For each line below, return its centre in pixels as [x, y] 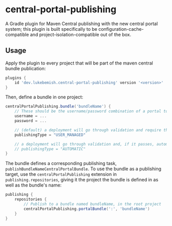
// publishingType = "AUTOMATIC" [50, 149]
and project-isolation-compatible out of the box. [81, 34]
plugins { [16, 78]
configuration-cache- [121, 29]
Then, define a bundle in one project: [44, 97]
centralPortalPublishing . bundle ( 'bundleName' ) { [58, 107]
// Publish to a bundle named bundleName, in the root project [92, 204]
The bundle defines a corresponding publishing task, [61, 163]
